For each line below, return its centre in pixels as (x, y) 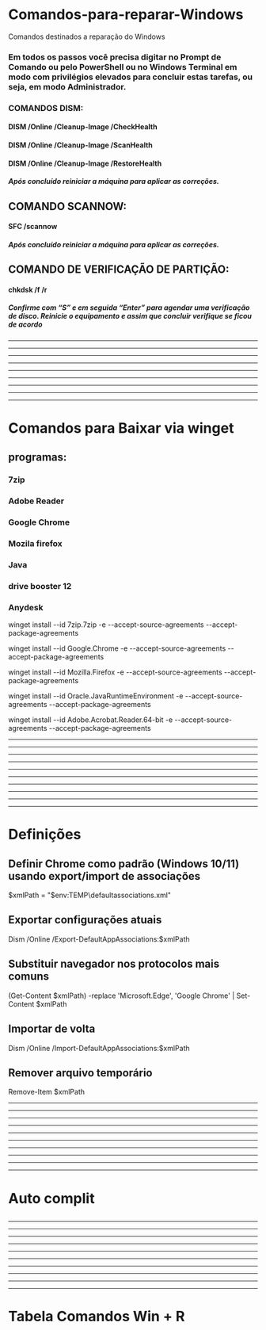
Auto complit (51, 1198)
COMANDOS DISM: (46, 108)
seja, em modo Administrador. (67, 86)
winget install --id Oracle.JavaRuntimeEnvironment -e (96, 696)
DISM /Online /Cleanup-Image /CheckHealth (83, 127)
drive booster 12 (40, 586)
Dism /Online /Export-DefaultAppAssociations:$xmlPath (99, 939)
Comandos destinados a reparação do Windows (87, 36)
